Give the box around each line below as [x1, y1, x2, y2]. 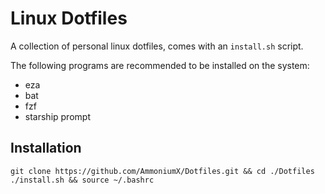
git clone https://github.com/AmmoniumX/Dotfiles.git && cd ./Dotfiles [10, 166, 315, 176]
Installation [10, 140, 82, 157]
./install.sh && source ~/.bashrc [10, 175, 155, 185]
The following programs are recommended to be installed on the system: [10, 59, 310, 71]
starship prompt [24, 110, 91, 122]
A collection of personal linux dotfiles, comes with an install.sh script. [10, 40, 304, 52]
